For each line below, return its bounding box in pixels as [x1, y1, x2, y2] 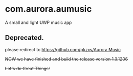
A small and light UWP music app [5, 19, 72, 25]
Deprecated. [5, 34, 44, 42]
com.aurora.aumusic [5, 3, 92, 15]
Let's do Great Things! [5, 65, 50, 71]
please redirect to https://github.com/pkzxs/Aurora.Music [5, 46, 121, 52]
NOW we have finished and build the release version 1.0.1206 [5, 56, 128, 62]
